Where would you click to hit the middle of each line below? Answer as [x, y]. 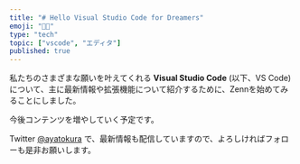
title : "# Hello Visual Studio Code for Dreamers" [107, 18]
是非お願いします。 [61, 150]
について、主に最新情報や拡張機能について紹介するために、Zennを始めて [145, 89]
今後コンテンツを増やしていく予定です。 [84, 120]
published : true [40, 51]
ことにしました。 [49, 101]
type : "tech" [34, 34]
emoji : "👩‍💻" [32, 26]
